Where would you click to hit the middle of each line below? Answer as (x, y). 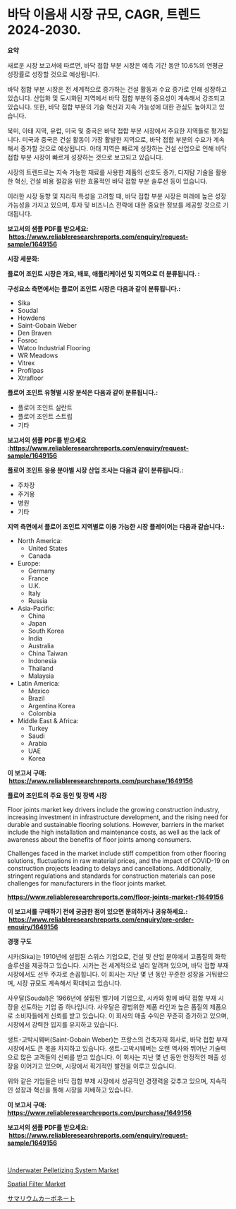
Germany (41, 571)
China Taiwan (48, 653)
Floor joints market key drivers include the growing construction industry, (113, 809)
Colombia (42, 713)
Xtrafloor (30, 378)
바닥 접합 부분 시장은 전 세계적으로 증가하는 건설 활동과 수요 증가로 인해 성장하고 (117, 89)
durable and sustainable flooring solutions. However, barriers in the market (116, 824)
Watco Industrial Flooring (54, 347)
